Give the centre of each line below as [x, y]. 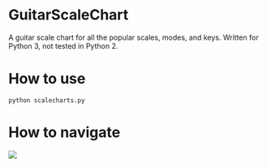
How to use [47, 79]
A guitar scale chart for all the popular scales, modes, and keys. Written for [133, 37]
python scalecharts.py [47, 100]
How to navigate [65, 133]
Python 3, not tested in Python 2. [63, 45]
